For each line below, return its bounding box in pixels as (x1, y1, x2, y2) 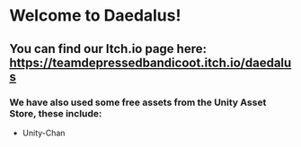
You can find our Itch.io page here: (9, 41, 207, 56)
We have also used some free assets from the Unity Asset (9, 96, 267, 108)
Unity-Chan (22, 127, 66, 138)
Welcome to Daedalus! (9, 5, 181, 26)
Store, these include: (9, 107, 102, 119)
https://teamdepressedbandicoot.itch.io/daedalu (9, 55, 292, 70)
